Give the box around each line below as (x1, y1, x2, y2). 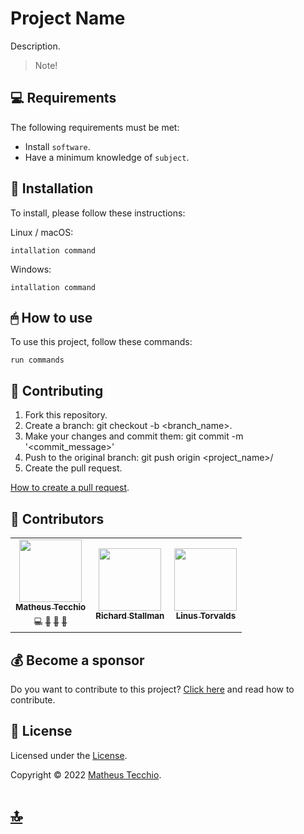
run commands (10, 355, 65, 366)
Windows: (10, 263, 52, 275)
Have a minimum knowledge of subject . (24, 151, 190, 163)
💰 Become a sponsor (10, 652, 145, 669)
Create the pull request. (24, 462, 123, 474)
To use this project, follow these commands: (10, 336, 193, 348)
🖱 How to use (10, 309, 93, 326)
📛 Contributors (10, 510, 105, 527)
